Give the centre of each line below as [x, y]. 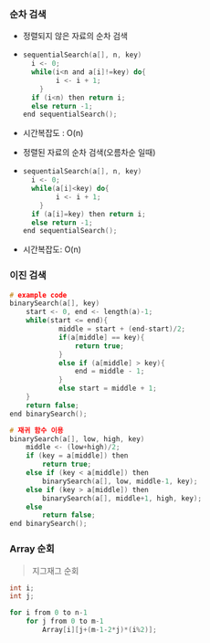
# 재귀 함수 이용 [37, 430]
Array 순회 [32, 549]
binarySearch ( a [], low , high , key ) [77, 439]
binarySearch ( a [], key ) [55, 303]
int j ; [22, 596]
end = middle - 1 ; [110, 372]
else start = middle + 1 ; [107, 389]
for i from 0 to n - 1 [49, 613]
